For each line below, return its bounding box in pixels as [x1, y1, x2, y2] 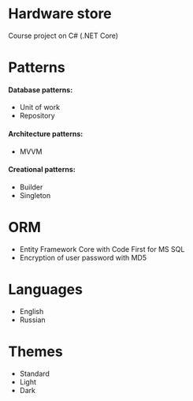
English [19, 306, 44, 316]
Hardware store [8, 5, 112, 23]
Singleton [19, 190, 51, 200]
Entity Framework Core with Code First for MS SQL [19, 244, 185, 253]
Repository [19, 111, 55, 121]
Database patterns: [8, 84, 73, 95]
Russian [19, 315, 46, 324]
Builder [19, 182, 43, 192]
